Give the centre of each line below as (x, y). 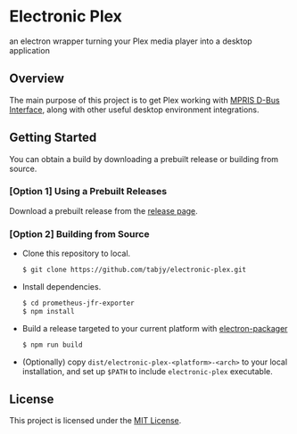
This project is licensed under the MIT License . (95, 421)
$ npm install (48, 311)
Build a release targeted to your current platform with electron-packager (155, 328)
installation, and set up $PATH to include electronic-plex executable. (148, 371)
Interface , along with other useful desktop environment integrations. (135, 110)
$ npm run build (52, 345)
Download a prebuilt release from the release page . (103, 210)
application (30, 50)
